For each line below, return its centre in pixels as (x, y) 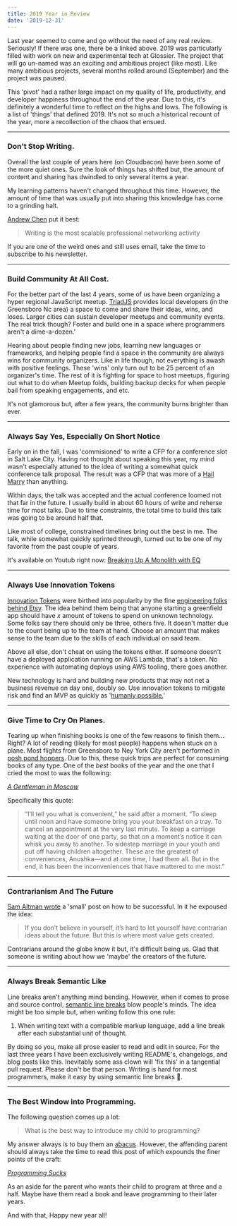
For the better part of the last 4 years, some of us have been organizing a (114, 294)
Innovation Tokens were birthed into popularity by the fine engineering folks (117, 600)
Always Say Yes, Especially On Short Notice (84, 437)
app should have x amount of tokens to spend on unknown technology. (110, 615)
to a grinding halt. (33, 205)
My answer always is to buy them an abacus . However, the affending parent (117, 1144)
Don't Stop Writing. (41, 147)
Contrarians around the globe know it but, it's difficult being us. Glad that (113, 949)
